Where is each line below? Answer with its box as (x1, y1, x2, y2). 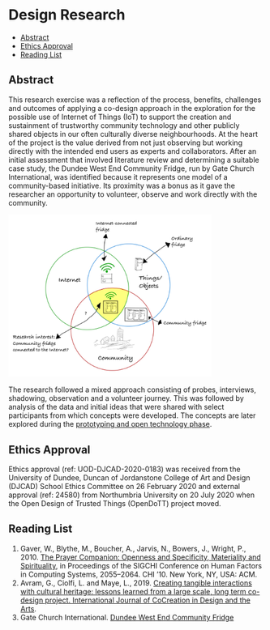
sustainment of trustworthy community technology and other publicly (8, 120, 240, 130)
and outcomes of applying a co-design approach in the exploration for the (8, 103, 256, 113)
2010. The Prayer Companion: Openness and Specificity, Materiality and (19, 552, 261, 562)
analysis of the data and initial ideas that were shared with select (8, 402, 225, 412)
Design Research (8, 6, 126, 24)
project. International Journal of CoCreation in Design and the (45, 595, 251, 605)
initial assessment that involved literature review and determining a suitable (8, 155, 259, 164)
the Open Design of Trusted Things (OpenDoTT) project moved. (8, 499, 221, 509)
